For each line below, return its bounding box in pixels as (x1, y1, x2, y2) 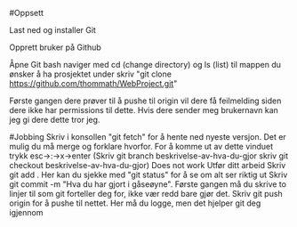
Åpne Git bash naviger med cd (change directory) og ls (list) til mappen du (9, 60, 282, 69)
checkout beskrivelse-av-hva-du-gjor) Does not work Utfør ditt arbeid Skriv (9, 160, 286, 170)
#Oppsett (9, 8, 44, 18)
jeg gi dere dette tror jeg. (9, 115, 100, 125)
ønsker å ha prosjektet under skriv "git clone (9, 69, 172, 79)
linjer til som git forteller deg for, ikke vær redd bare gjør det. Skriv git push (9, 189, 283, 199)
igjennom (9, 207, 44, 217)
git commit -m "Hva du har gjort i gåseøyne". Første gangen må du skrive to (9, 179, 287, 190)
